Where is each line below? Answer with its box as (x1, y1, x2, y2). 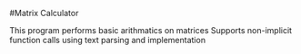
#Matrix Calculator (9, 8, 79, 18)
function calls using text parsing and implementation (9, 35, 206, 45)
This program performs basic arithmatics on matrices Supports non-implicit (9, 25, 293, 35)
